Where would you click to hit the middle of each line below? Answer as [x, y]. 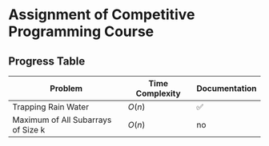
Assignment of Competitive [102, 15]
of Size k [29, 130]
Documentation [226, 88]
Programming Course [81, 32]
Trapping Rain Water [51, 107]
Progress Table [47, 61]
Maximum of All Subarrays [62, 120]
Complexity [159, 93]
